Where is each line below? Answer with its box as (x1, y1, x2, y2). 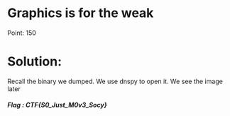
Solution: (7, 53, 62, 70)
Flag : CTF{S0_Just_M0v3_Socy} (7, 101, 108, 110)
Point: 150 (7, 28, 37, 37)
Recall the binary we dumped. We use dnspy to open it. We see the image (7, 77, 224, 85)
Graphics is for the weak (7, 5, 154, 21)
